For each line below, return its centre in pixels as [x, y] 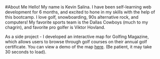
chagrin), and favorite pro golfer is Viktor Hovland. [55, 27]
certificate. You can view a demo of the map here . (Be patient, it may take [78, 47]
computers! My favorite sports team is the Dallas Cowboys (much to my [77, 22]
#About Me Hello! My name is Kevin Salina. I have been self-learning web [78, 7]
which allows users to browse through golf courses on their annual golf [76, 42]
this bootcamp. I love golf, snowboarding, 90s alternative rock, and [72, 17]
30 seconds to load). [26, 52]
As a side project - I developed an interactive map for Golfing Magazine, [77, 36]
